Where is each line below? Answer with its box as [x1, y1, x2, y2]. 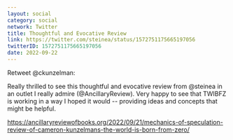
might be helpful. [7, 104, 56, 113]
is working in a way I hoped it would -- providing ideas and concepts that [7, 97, 218, 105]
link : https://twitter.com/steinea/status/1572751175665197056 [7, 36, 196, 43]
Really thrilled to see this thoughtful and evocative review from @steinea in [7, 82, 223, 90]
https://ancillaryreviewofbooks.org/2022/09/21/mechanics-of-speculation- [7, 118, 224, 126]
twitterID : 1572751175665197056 [7, 43, 101, 50]
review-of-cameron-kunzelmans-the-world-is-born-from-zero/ [7, 125, 190, 134]
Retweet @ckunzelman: [7, 68, 76, 77]
